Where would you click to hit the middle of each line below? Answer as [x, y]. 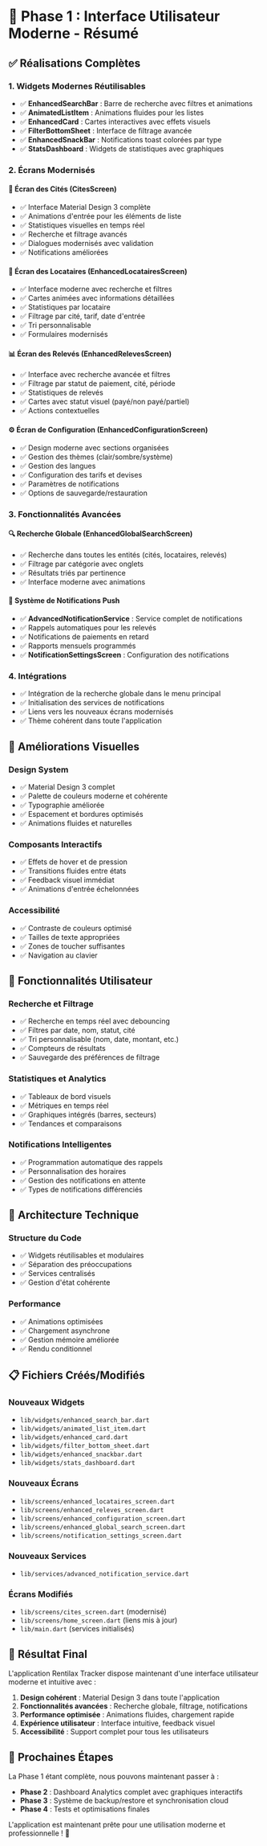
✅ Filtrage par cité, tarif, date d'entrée [83, 316]
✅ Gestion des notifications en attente [83, 1180]
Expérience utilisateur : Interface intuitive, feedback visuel [117, 1723]
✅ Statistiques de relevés [62, 392]
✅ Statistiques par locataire [65, 307]
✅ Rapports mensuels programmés [78, 646]
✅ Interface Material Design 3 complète [85, 207]
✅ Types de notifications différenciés [81, 1189]
